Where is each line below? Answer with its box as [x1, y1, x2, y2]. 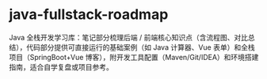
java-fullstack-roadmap [9, 6, 169, 24]
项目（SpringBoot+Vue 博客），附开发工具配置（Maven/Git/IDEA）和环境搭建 [9, 52, 259, 62]
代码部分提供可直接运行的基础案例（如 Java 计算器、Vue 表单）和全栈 [25, 42, 256, 52]
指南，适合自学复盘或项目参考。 [9, 62, 113, 72]
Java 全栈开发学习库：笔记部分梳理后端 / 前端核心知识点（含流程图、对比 [9, 32, 249, 42]
